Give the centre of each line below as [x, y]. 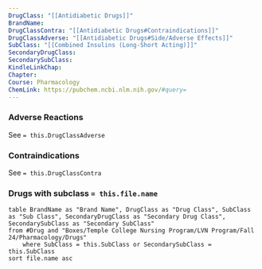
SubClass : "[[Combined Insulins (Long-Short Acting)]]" [103, 45]
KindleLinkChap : [35, 68]
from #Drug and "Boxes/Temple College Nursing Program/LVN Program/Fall [131, 231]
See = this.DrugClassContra [55, 173]
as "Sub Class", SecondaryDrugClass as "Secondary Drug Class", [117, 217]
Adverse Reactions [46, 118]
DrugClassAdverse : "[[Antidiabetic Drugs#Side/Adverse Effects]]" [121, 38]
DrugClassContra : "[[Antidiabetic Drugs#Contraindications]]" [113, 30]
